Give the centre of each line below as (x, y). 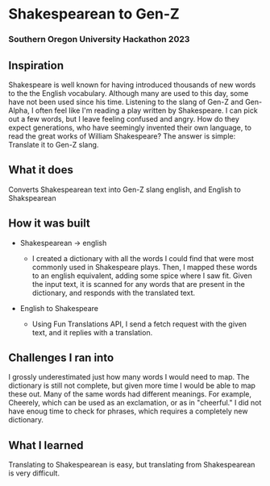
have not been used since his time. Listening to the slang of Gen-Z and (126, 102)
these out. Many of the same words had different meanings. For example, (130, 394)
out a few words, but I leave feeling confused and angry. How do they (124, 118)
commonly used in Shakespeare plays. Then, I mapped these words (145, 267)
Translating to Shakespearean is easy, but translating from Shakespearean (132, 465)
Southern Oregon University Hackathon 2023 (99, 39)
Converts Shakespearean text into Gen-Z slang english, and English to (125, 189)
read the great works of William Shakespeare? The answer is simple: (122, 136)
